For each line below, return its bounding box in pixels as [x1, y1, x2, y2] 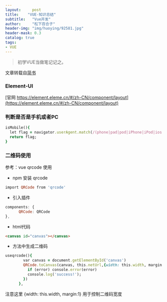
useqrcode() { [5, 253, 32, 258]
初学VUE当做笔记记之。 [17, 59, 66, 65]
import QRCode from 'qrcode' [5, 185, 66, 190]
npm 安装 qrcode [12, 175, 48, 181]
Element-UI [5, 82, 33, 89]
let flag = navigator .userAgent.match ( [9, 130, 93, 135]
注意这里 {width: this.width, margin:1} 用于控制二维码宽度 [5, 291, 122, 297]
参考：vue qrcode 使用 [5, 164, 52, 170]
